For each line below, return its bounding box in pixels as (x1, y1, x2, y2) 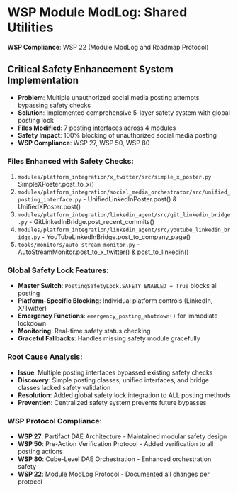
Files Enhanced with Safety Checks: (7, 156, 135, 166)
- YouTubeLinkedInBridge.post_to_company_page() (41, 233, 191, 241)
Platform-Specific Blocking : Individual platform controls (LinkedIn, (17, 297, 213, 305)
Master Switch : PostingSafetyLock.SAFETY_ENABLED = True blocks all (17, 282, 218, 290)
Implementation (7, 74, 79, 87)
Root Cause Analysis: (7, 352, 83, 362)
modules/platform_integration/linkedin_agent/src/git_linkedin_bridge (17, 211, 231, 218)
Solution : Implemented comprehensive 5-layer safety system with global (17, 108, 230, 117)
